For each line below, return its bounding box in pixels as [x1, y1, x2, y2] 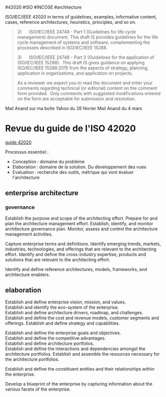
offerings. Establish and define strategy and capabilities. [5, 320, 120, 326]
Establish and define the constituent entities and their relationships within [5, 366, 155, 372]
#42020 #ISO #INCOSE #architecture [5, 4, 82, 10]
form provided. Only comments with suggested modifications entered [17, 91, 161, 96]
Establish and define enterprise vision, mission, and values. [5, 299, 126, 305]
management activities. [5, 231, 53, 237]
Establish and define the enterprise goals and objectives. [5, 330, 121, 336]
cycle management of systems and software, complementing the [17, 39, 150, 45]
